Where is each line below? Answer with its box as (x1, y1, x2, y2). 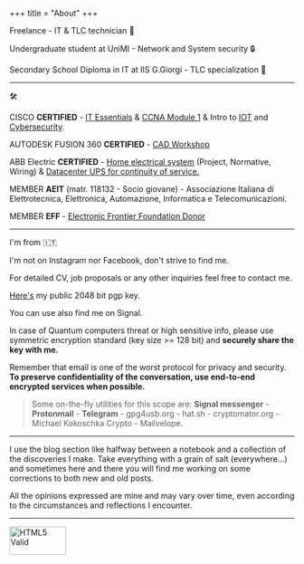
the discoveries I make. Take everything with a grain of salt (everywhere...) (9, 454, 288, 464)
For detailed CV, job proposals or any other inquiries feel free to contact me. (9, 272, 292, 283)
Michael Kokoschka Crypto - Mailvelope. (31, 418, 184, 428)
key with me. (9, 344, 59, 355)
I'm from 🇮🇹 (9, 237, 57, 247)
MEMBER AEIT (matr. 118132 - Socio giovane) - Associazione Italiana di (9, 184, 274, 194)
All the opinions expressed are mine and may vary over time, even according (9, 491, 295, 501)
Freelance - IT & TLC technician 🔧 (9, 25, 135, 35)
